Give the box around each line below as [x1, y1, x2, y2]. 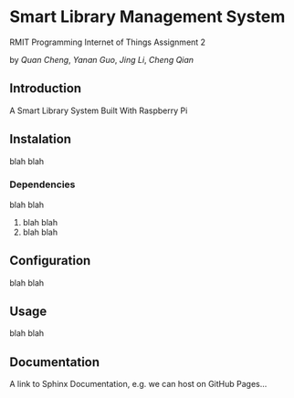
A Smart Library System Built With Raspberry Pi [9, 105, 188, 116]
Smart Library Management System [9, 6, 286, 27]
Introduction [9, 80, 82, 97]
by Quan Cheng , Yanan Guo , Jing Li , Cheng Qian [9, 54, 194, 65]
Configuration [9, 253, 91, 268]
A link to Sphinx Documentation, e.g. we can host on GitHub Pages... [9, 379, 268, 390]
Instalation [9, 131, 71, 147]
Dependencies [9, 178, 76, 191]
